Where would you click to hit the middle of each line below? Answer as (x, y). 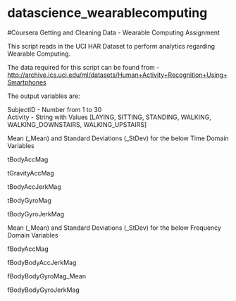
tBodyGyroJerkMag (36, 214)
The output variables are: (44, 96)
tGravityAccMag (31, 173)
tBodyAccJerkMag (34, 186)
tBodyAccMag (28, 159)
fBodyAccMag (28, 249)
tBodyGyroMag (29, 200)
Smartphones (27, 82)
